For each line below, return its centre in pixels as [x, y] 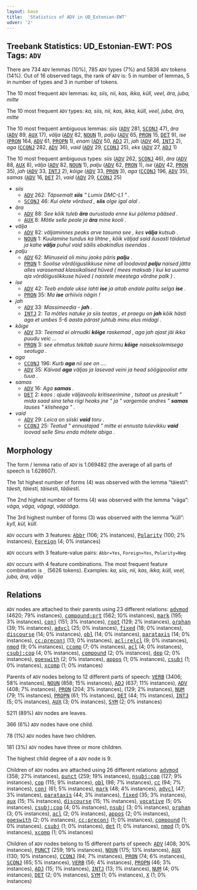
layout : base [23, 11]
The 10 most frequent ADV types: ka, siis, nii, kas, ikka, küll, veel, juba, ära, [96, 111]
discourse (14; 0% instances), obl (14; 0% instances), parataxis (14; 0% [98, 634]
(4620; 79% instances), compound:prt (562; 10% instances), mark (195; [95, 615]
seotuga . [35, 351]
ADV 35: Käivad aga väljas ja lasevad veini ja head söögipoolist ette [106, 370]
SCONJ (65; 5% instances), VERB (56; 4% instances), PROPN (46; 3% [89, 862]
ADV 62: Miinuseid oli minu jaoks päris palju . [78, 257]
